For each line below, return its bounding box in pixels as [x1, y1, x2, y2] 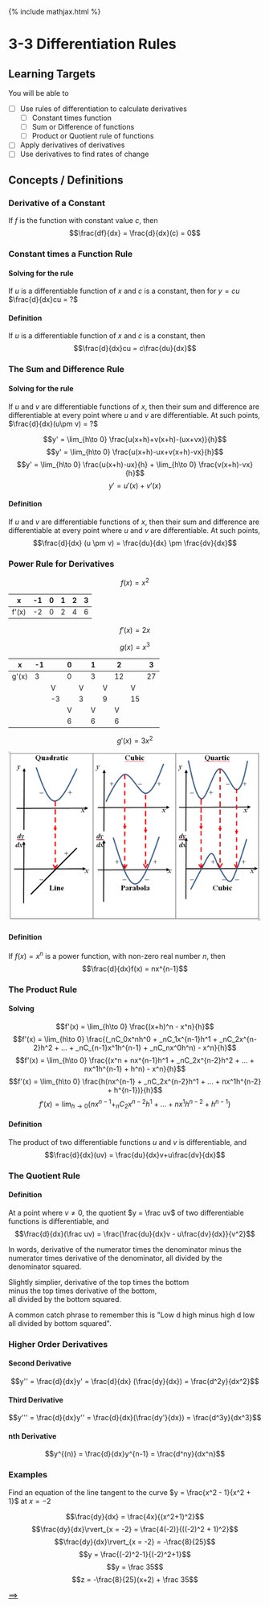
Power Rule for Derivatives [8, 558, 115, 569]
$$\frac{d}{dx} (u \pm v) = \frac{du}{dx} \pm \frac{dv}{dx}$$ [32, 538, 238, 547]
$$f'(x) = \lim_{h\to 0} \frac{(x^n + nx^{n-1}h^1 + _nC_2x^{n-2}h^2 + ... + [15, 1055, 255, 1065]
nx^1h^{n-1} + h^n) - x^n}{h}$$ [84, 1064, 186, 1074]
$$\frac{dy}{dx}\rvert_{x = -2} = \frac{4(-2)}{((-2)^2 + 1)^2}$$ [31, 1524, 238, 1534]
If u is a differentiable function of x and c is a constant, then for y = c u [8, 286, 240, 296]
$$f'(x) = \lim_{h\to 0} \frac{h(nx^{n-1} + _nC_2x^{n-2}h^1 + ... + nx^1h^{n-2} [8, 1076, 262, 1086]
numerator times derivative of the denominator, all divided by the [8, 1253, 222, 1262]
